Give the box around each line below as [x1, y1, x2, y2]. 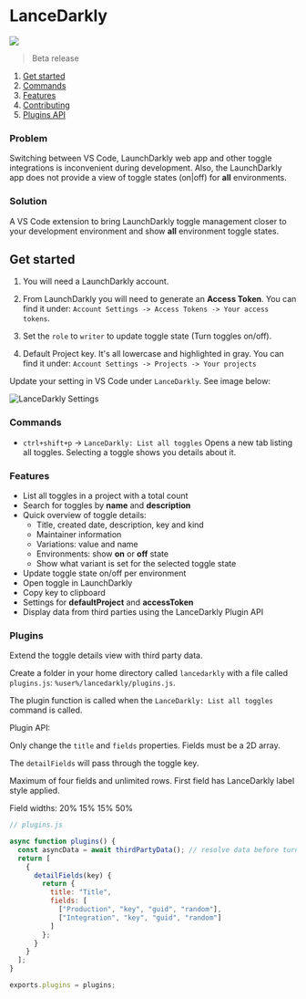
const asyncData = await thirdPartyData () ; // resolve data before [17, 845, 280, 854]
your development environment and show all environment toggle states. [9, 225, 280, 236]
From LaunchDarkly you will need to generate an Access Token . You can [22, 294, 297, 305]
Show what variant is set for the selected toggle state [36, 557, 237, 568]
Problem [9, 131, 48, 144]
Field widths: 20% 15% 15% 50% [9, 803, 134, 814]
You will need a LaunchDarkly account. [22, 276, 169, 287]
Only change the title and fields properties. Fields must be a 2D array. [9, 740, 280, 751]
